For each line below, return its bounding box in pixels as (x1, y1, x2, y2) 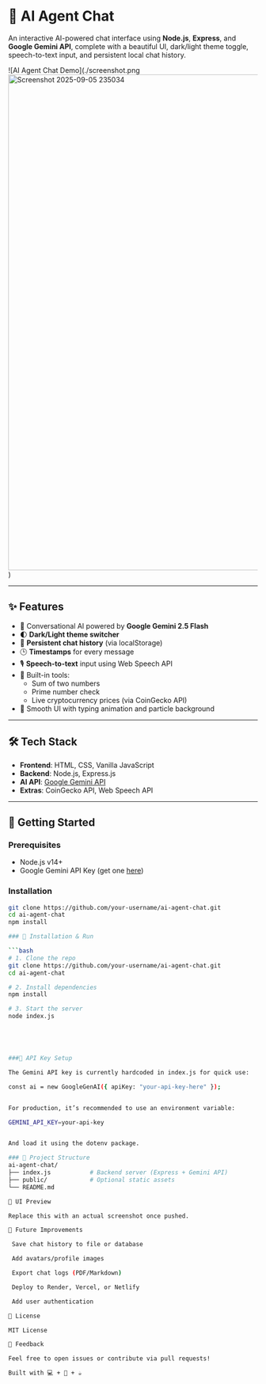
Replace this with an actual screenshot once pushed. (8, 1211, 190, 1220)
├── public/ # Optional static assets (8, 1176, 176, 1184)
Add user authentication (11, 1298, 93, 1306)
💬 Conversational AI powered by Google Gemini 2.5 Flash (19, 621, 209, 630)
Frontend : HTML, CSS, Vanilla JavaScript (19, 760, 154, 770)
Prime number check (31, 686, 101, 696)
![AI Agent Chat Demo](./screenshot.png (8, 65, 140, 74)
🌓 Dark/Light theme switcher (19, 629, 120, 639)
